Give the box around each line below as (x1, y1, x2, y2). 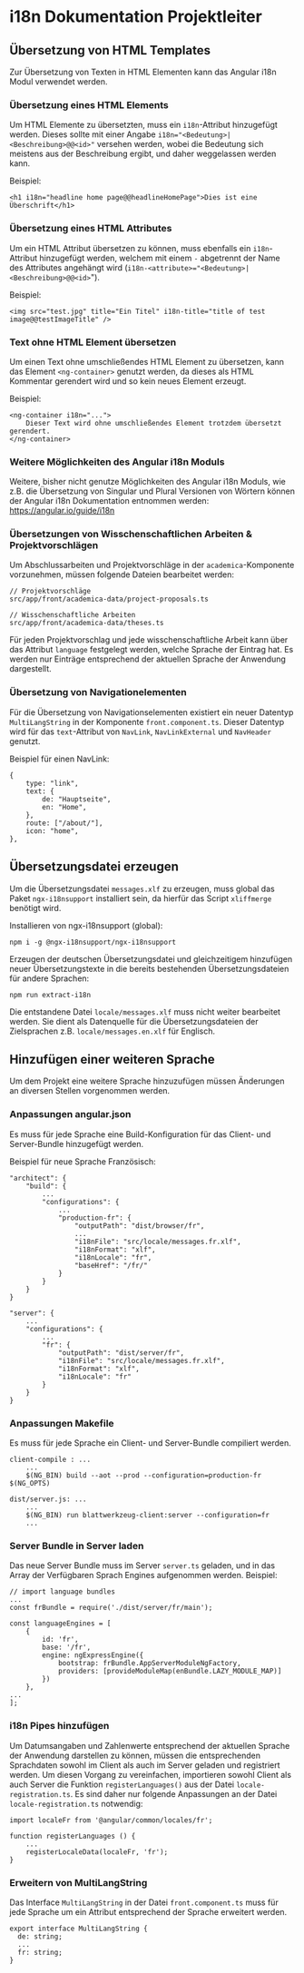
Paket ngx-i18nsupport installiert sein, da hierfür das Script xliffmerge (9, 892, 272, 904)
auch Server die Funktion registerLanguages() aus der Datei (9, 1779, 234, 1790)
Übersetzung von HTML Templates (9, 43, 211, 58)
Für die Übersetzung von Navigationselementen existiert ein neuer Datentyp (9, 706, 294, 718)
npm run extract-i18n (9, 990, 92, 999)
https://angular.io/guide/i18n (9, 506, 115, 516)
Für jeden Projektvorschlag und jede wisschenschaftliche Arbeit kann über (9, 634, 289, 645)
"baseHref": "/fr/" (74, 1261, 148, 1270)
